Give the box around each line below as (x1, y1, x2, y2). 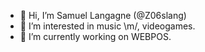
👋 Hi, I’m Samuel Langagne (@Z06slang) (19, 10, 187, 21)
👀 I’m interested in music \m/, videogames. (19, 20, 196, 32)
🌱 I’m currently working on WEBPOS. (19, 31, 172, 42)
